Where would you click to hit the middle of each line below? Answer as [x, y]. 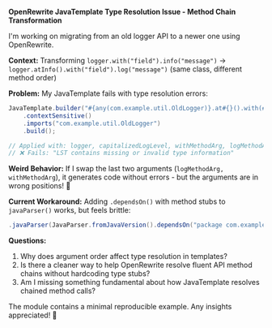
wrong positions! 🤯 [40, 186]
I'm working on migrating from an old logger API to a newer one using [124, 36]
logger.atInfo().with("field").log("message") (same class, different [125, 69]
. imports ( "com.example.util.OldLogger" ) [92, 123]
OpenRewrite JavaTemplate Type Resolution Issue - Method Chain [122, 12]
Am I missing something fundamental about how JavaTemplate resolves [140, 283]
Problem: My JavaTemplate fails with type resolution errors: [108, 93]
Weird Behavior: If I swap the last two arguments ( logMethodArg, [116, 169]
